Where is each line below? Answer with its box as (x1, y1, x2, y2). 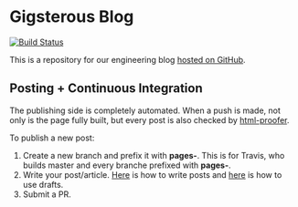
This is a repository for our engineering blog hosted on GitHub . (9, 54, 246, 65)
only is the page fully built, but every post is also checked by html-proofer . (9, 114, 290, 125)
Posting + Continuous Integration (9, 80, 203, 97)
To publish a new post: (9, 132, 95, 143)
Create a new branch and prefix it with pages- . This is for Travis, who (22, 150, 285, 160)
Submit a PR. (22, 189, 71, 200)
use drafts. (22, 179, 64, 190)
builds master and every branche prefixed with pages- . (22, 160, 231, 171)
